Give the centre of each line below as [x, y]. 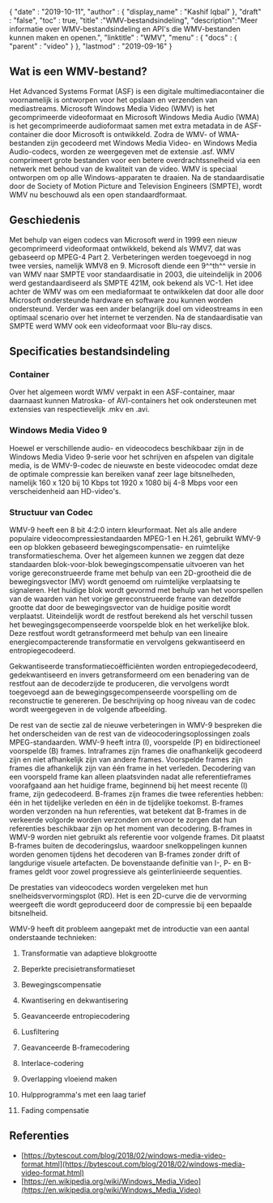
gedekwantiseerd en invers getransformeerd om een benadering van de [130, 675]
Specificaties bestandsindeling [90, 352]
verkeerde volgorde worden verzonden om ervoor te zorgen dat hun [123, 819]
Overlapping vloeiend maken [69, 1079]
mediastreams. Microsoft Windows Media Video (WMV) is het [112, 108]
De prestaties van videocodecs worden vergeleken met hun [109, 887]
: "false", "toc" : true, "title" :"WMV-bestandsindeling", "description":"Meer [134, 20]
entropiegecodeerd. [43, 650]
